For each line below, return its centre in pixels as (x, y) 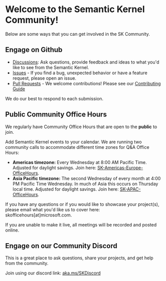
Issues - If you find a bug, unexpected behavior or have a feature (80, 73)
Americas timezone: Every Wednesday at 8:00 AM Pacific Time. (79, 162)
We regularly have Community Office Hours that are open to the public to (81, 127)
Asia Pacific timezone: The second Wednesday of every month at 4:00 (87, 178)
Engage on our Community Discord (61, 246)
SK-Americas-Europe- (120, 167)
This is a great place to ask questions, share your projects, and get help (79, 258)
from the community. (27, 263)
